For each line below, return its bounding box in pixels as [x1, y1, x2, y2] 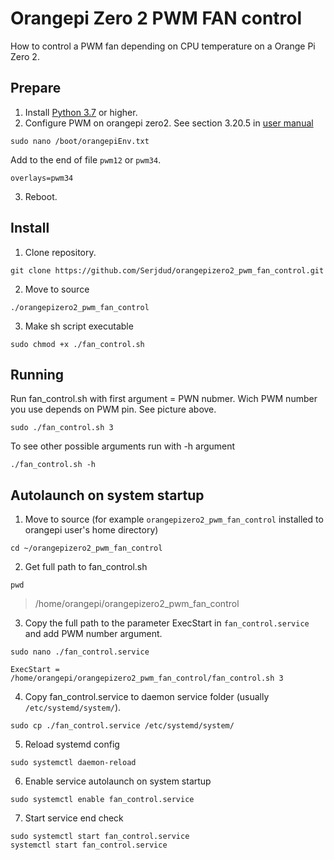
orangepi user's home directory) [24, 524, 159, 536]
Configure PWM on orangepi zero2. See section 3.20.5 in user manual [24, 117, 314, 129]
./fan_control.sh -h [10, 460, 97, 470]
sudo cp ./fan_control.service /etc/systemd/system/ [10, 721, 235, 731]
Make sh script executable [24, 320, 134, 332]
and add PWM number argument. [24, 628, 163, 640]
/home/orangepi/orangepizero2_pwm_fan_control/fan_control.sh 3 [10, 673, 284, 684]
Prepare [10, 80, 62, 97]
